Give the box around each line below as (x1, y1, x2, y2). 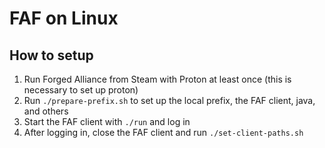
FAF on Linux (9, 7, 119, 30)
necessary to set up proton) (23, 84, 139, 96)
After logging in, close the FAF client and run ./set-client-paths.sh (23, 127, 304, 138)
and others (23, 105, 69, 117)
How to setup (9, 47, 94, 64)
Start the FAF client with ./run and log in (23, 116, 191, 127)
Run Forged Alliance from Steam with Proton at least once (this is (23, 73, 292, 85)
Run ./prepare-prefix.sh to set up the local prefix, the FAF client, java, (23, 95, 316, 106)
